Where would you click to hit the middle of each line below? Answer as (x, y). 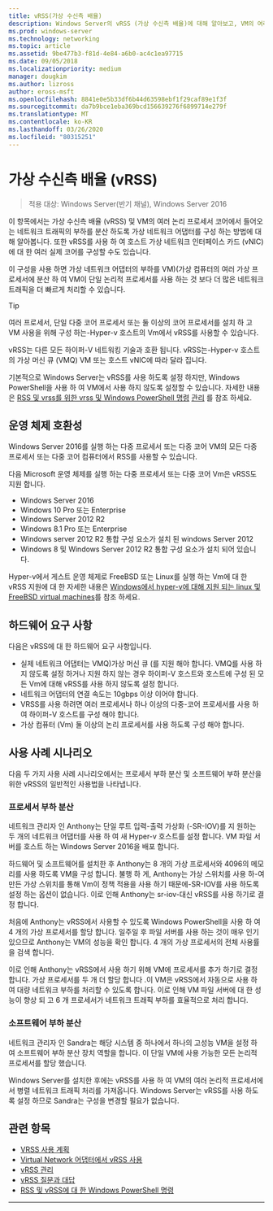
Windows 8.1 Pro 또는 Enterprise (74, 529)
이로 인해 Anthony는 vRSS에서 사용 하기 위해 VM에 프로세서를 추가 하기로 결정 (133, 969)
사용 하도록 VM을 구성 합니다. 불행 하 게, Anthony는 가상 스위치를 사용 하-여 (144, 874)
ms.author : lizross (41, 84)
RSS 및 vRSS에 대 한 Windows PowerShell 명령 (97, 1190)
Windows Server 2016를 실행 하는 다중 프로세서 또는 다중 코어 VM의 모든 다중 (133, 447)
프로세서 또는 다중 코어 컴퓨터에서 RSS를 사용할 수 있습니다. (103, 457)
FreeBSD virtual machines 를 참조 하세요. (74, 597)
